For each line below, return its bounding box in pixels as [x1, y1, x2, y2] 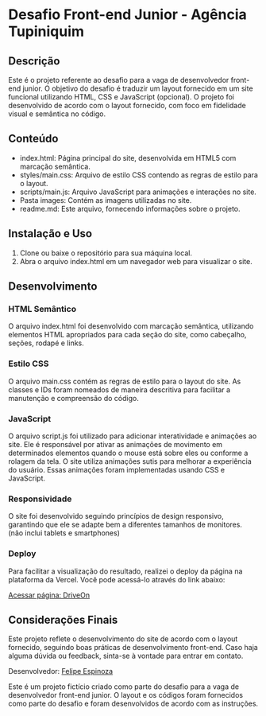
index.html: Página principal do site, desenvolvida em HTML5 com [19, 153, 237, 162]
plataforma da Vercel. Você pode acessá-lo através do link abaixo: [8, 574, 226, 584]
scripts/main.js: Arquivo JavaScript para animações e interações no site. [19, 187, 256, 197]
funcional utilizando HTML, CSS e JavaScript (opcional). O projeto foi [8, 92, 234, 101]
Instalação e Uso [8, 227, 93, 240]
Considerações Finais [8, 613, 118, 626]
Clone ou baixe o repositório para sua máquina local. [19, 248, 193, 258]
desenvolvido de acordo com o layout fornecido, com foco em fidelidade [8, 101, 246, 110]
